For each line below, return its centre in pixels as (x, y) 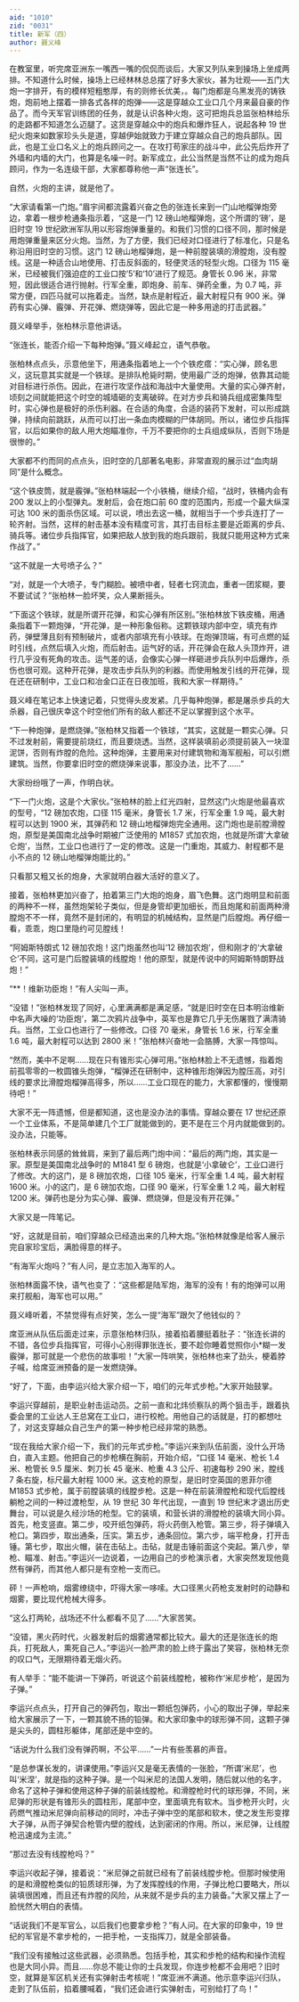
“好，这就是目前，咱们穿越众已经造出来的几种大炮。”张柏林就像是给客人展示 (147, 1236)
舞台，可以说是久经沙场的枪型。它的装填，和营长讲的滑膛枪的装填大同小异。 (149, 1513)
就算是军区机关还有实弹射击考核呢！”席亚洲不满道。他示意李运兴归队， (155, 1978)
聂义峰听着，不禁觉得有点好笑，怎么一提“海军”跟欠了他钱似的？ (126, 1315)
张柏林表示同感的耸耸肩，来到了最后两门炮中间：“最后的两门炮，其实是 (140, 1154)
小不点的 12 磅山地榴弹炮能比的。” (70, 857)
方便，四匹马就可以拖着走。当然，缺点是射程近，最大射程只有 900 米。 (147, 296)
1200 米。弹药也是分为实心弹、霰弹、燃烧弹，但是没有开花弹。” (124, 1198)
